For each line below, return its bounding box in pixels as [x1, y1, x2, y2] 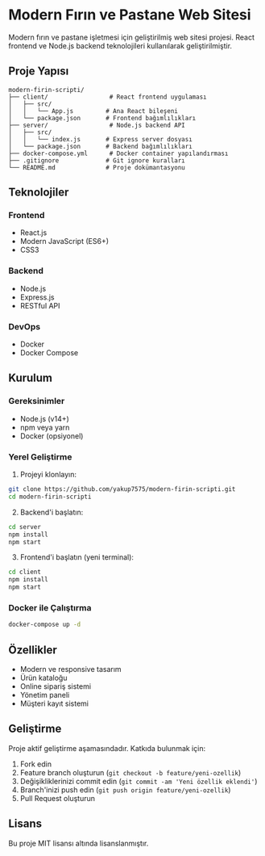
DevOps [8, 321, 41, 332]
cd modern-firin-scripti [8, 493, 92, 501]
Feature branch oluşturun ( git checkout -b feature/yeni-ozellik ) [19, 767, 242, 777]
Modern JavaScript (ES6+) [19, 237, 110, 246]
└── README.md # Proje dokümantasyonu [8, 163, 185, 171]
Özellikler [8, 643, 58, 657]
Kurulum [8, 371, 53, 385]
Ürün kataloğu [19, 673, 68, 682]
